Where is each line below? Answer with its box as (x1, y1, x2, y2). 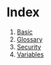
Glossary (16, 35, 43, 43)
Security (16, 42, 41, 51)
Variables (16, 50, 44, 59)
